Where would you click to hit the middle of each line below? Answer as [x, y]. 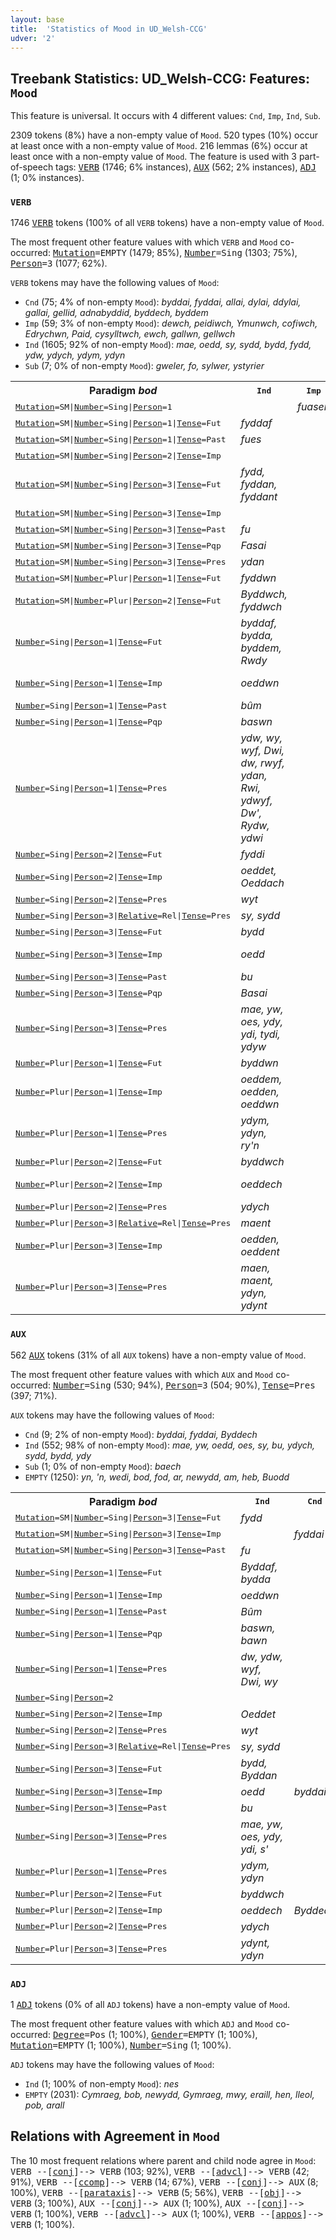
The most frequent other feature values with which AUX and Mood [142, 1374]
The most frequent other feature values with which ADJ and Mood [142, 2024]
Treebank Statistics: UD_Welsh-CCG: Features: [160, 78]
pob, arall [44, 2105]
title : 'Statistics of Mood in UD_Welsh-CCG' [109, 29]
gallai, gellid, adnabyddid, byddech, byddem [116, 313]
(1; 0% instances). [47, 178]
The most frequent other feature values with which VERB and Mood [144, 242]
